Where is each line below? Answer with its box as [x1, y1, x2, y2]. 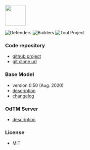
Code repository [5, 42, 45, 49]
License [5, 129, 25, 136]
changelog [12, 93, 35, 99]
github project [12, 53, 41, 59]
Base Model [5, 71, 34, 78]
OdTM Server [5, 105, 39, 112]
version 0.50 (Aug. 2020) [12, 82, 64, 88]
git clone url [12, 59, 37, 65]
